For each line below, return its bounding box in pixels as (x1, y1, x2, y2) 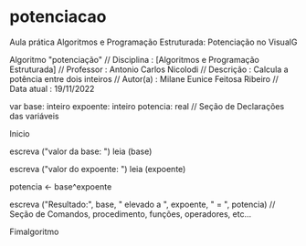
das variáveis (9, 110, 59, 121)
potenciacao (9, 6, 107, 27)
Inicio (9, 128, 30, 138)
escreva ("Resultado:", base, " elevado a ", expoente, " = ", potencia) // (9, 199, 276, 210)
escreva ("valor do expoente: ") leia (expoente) (9, 163, 186, 174)
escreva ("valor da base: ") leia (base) (9, 146, 153, 157)
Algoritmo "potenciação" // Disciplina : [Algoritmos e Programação (9, 54, 260, 65)
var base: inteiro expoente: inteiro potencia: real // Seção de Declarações (9, 100, 285, 111)
